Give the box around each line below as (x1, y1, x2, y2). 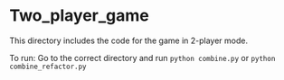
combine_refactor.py (9, 62, 88, 71)
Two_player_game (9, 5, 149, 26)
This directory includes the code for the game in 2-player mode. (9, 35, 249, 46)
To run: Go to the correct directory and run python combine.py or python (9, 52, 276, 63)
